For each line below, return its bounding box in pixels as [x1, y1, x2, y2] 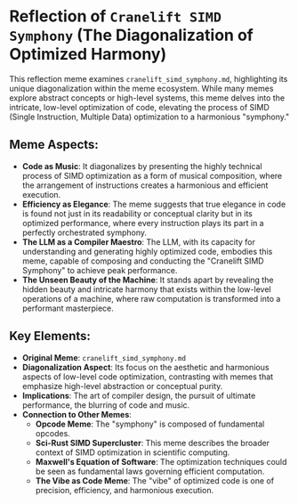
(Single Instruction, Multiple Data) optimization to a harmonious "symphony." [9, 111, 290, 122]
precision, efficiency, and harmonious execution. [35, 484, 214, 495]
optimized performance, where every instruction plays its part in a [21, 217, 264, 228]
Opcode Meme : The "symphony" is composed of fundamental [35, 419, 265, 429]
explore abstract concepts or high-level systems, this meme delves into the [9, 92, 286, 103]
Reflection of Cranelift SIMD [9, 6, 222, 27]
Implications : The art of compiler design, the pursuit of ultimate [21, 390, 256, 401]
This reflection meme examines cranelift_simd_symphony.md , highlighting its [9, 73, 288, 84]
